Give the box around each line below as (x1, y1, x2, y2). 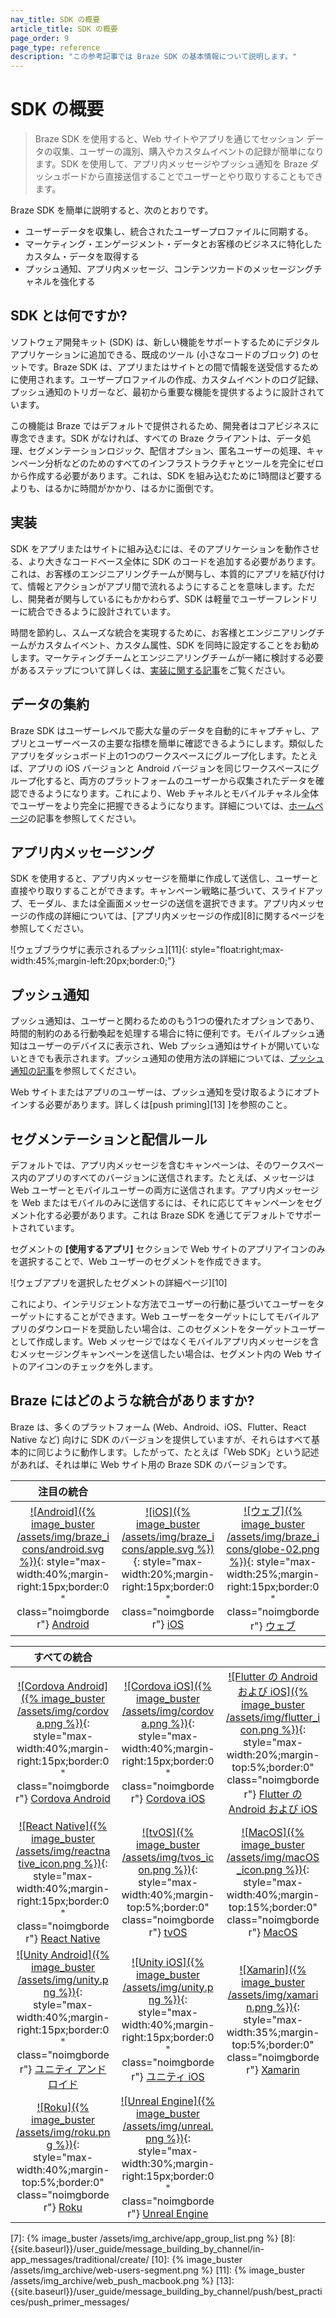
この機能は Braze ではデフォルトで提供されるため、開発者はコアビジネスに (10, 419, 320, 431)
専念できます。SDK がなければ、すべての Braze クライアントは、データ (10, 432, 303, 444)
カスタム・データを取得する (24, 251, 140, 263)
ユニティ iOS (146, 2069, 205, 2083)
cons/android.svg (21, 1542, 105, 1556)
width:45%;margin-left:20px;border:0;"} (10, 955, 176, 967)
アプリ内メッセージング (10, 844, 155, 861)
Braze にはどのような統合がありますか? (10, 1392, 255, 1410)
